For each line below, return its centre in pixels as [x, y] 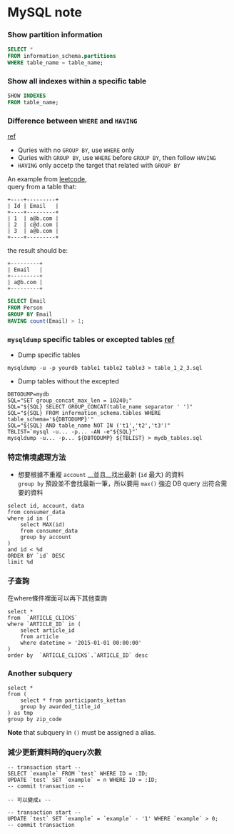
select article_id [47, 630]
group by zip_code [35, 719]
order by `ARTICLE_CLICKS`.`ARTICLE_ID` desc [78, 655]
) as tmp [20, 713]
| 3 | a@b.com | [33, 231]
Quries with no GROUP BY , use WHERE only [76, 150]
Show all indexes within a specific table [77, 81]
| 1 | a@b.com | [33, 218]
